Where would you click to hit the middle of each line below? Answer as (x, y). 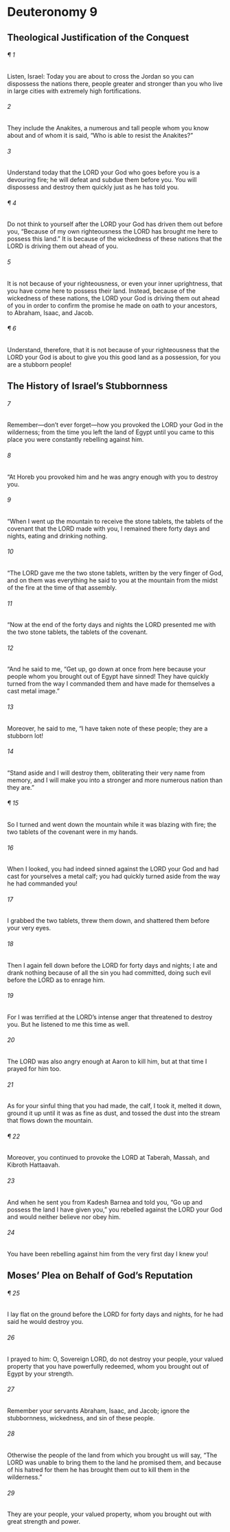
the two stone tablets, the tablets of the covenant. (78, 632)
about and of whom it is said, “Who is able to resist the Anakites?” (100, 135)
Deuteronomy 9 (53, 12)
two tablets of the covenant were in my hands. (73, 832)
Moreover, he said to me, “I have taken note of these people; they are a (107, 728)
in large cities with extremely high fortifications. (74, 91)
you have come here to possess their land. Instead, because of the (101, 291)
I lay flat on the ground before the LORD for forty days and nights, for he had (115, 1314)
